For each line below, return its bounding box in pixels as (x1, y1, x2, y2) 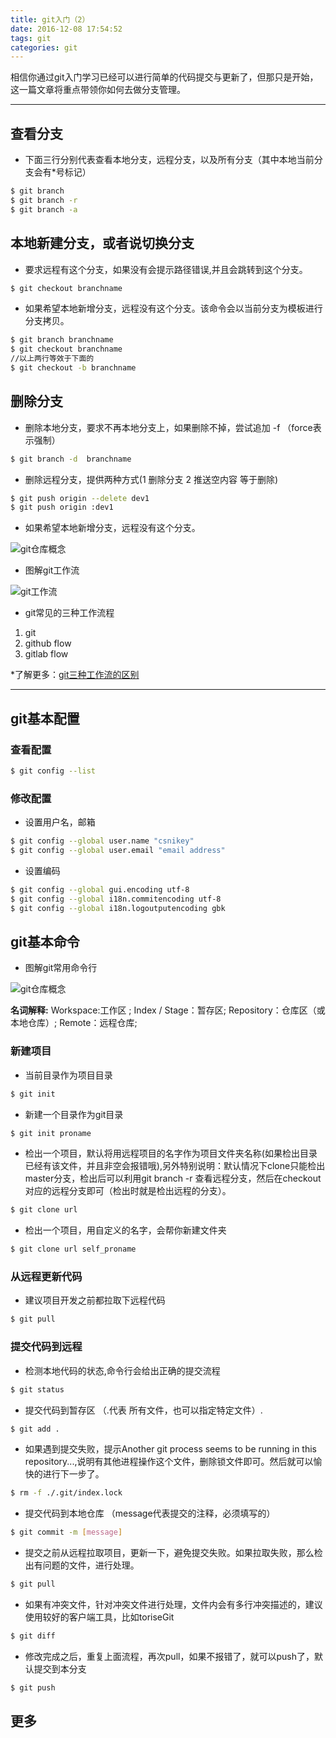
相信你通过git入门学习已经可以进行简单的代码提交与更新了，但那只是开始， (10, 71, 319, 83)
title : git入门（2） (10, 14, 90, 25)
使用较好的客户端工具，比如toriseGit (24, 1611, 175, 1623)
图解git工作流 (24, 564, 80, 576)
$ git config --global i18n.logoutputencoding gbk (10, 903, 226, 913)
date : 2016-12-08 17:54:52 (10, 24, 123, 34)
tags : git (10, 33, 52, 43)
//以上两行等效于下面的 (10, 354, 95, 364)
